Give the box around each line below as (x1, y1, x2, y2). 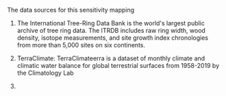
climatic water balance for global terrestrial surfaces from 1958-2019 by (16, 62, 220, 69)
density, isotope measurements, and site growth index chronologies (16, 34, 209, 42)
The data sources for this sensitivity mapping (7, 6, 135, 14)
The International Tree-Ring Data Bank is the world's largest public (16, 19, 205, 27)
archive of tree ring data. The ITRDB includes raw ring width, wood (16, 27, 205, 34)
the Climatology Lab (16, 69, 74, 77)
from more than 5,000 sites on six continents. (16, 41, 146, 49)
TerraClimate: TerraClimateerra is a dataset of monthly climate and (16, 54, 205, 62)
